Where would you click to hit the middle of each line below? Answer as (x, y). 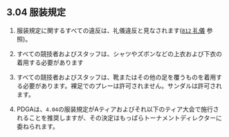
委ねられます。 (38, 126)
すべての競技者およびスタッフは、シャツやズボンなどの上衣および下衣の (119, 53)
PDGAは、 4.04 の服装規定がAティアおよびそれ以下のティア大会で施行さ (118, 109)
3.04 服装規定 (36, 12)
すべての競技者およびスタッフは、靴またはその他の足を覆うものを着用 (116, 77)
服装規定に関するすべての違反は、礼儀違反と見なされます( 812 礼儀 (111, 30)
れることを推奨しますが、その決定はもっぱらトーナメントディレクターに (119, 118)
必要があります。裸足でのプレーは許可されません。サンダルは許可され (122, 86)
